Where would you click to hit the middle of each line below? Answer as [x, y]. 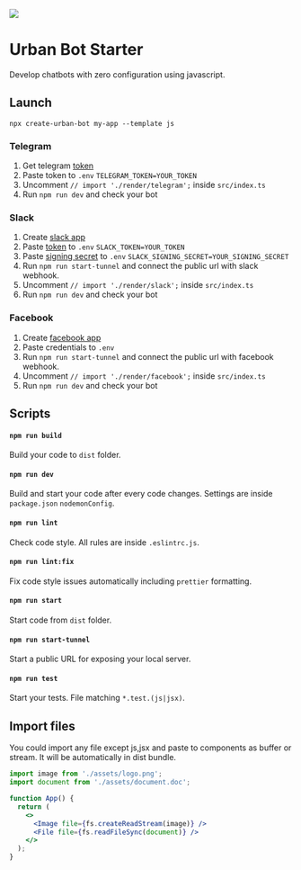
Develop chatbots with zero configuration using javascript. [117, 74]
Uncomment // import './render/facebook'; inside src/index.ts [144, 376]
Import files [42, 726]
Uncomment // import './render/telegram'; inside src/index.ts [144, 185]
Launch [31, 103]
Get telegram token [58, 166]
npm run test [34, 678]
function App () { [42, 799]
